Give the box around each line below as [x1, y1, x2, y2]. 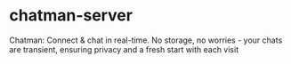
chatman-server [9, 5, 133, 26]
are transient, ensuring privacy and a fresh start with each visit [9, 44, 238, 54]
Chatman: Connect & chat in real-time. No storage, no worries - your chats [9, 35, 283, 45]
